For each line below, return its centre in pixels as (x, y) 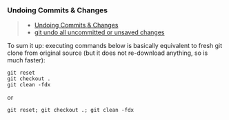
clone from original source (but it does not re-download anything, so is (108, 53)
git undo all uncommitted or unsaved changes (99, 32)
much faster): (26, 60)
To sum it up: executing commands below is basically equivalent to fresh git (115, 46)
